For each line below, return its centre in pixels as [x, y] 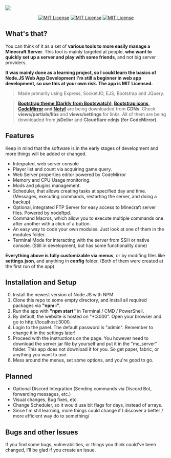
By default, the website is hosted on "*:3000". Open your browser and [87, 317]
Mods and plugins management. [47, 185]
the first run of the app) [30, 266]
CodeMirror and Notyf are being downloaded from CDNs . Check [87, 109]
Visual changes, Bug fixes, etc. [45, 399]
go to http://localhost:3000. [42, 322]
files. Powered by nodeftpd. [42, 213]
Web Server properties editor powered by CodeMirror [69, 175]
